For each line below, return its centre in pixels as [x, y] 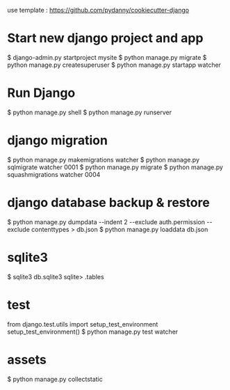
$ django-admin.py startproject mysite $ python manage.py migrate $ [107, 57]
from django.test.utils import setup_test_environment [83, 324]
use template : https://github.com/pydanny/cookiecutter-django [98, 10]
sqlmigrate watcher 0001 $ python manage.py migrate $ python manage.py [115, 167]
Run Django [41, 93]
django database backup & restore [108, 203]
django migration [57, 140]
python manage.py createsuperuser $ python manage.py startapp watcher [114, 65]
